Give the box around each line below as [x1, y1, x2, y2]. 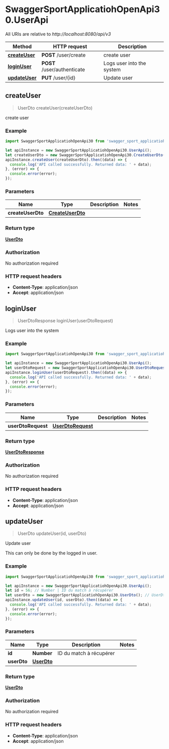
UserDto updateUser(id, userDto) [17, 530, 87, 536]
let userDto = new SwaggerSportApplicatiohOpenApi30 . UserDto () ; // [5, 592, 150, 598]
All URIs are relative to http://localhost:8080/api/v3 [5, 31, 111, 37]
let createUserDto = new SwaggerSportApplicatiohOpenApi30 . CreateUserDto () [5, 153, 167, 158]
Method [12, 43, 32, 50]
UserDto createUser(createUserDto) [17, 105, 93, 111]
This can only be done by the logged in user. [5, 550, 98, 556]
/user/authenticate [41, 66, 86, 73]
